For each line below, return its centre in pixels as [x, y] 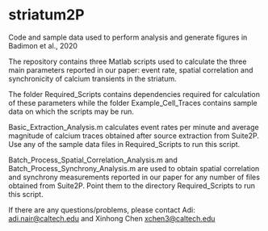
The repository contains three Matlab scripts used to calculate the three [128, 61]
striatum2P [46, 15]
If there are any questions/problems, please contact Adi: [102, 210]
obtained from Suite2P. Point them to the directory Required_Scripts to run [132, 185]
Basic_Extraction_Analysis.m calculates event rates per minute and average [134, 127]
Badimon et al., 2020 [43, 45]
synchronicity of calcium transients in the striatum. [93, 78]
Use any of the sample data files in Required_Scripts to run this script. [124, 144]
